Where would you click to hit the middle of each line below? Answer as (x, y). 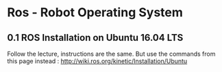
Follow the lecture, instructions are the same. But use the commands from (111, 54)
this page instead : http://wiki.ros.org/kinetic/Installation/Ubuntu (97, 61)
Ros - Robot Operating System (95, 13)
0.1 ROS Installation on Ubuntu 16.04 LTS (95, 38)
